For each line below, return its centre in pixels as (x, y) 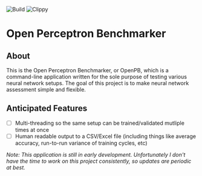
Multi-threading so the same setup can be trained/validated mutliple (99, 123)
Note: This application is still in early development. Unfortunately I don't (96, 154)
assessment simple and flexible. (46, 90)
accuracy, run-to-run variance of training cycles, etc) (81, 143)
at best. (16, 167)
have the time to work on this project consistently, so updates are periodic (99, 161)
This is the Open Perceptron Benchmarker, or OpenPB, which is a (88, 70)
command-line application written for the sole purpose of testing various (97, 77)
